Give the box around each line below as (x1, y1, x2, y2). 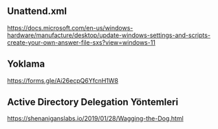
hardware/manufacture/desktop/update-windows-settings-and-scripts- (7, 31, 211, 39)
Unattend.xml (7, 5, 67, 17)
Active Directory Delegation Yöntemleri (7, 96, 179, 108)
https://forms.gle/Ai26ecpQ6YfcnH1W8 (7, 76, 119, 84)
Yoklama (7, 58, 45, 70)
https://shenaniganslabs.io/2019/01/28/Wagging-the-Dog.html (7, 115, 184, 123)
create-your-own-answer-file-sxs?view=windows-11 (7, 38, 156, 47)
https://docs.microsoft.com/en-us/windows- (7, 23, 133, 32)
